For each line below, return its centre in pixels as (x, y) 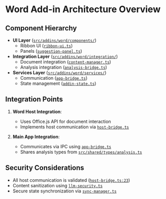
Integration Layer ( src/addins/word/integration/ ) (65, 56)
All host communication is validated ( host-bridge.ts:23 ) (71, 180)
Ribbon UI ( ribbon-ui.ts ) (46, 46)
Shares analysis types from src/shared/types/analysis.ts (81, 152)
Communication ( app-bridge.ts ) (54, 78)
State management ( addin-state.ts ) (58, 83)
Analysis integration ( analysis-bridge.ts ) (64, 67)
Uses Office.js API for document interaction (65, 121)
